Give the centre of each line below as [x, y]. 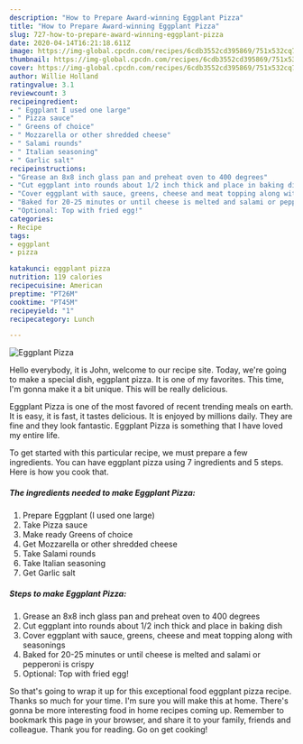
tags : [19, 235]
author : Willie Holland [54, 77]
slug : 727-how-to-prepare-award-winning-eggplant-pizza [116, 34]
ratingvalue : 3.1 [42, 85]
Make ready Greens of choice [78, 535]
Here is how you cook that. [60, 472]
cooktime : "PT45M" [44, 302]
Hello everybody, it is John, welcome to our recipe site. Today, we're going [148, 370]
